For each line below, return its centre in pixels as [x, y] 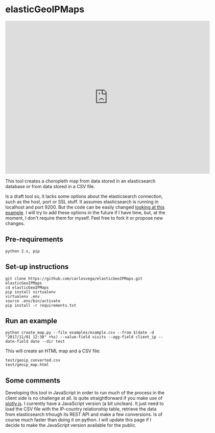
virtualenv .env [22, 296]
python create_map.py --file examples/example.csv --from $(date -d [80, 333]
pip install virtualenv [31, 292]
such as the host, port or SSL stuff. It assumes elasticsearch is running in [82, 201]
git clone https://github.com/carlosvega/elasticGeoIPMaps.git [74, 278]
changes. [15, 223]
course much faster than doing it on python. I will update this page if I [78, 420]
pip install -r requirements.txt [41, 305]
